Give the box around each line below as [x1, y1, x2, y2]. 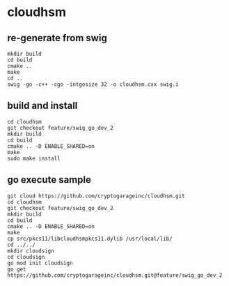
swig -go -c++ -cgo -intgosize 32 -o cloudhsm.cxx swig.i [7, 81, 179, 88]
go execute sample [7, 174, 92, 186]
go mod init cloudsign [7, 259, 73, 266]
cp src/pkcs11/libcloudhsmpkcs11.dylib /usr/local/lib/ [7, 235, 173, 242]
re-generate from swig [7, 32, 108, 44]
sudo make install [7, 155, 61, 162]
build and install [7, 100, 78, 112]
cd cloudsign [7, 253, 45, 260]
